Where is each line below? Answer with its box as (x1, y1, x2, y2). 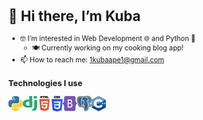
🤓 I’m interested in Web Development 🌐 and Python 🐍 (19, 33, 197, 43)
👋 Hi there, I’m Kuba (8, 7, 141, 25)
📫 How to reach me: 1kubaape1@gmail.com (19, 55, 165, 64)
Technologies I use (8, 77, 83, 88)
